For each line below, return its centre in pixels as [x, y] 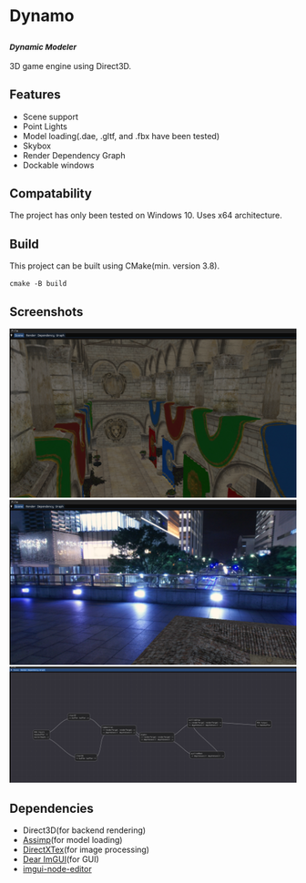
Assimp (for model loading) [72, 840]
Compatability [51, 193]
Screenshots [46, 312]
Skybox [37, 146]
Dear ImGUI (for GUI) [61, 859]
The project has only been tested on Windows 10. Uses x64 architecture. [146, 216]
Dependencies [51, 808]
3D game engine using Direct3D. [71, 66]
